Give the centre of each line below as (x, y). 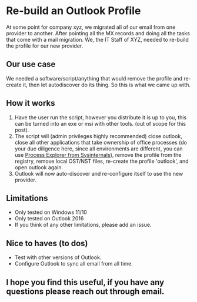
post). (22, 130)
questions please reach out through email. (85, 291)
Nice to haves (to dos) (47, 243)
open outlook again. (39, 167)
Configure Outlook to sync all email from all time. (74, 264)
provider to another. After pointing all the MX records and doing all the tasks (98, 33)
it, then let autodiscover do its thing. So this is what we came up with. (107, 85)
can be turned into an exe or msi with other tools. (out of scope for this (100, 123)
